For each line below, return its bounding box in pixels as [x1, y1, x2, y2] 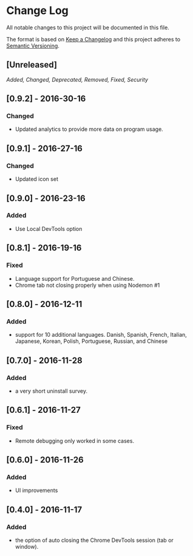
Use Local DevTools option [15, 225, 83, 232]
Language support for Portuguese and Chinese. [15, 275, 135, 282]
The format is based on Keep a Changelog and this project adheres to [6, 35, 181, 43]
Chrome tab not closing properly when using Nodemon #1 [15, 281, 160, 289]
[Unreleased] [6, 60, 58, 70]
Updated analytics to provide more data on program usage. [15, 125, 164, 133]
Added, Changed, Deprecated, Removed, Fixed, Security [6, 76, 149, 83]
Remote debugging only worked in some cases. [15, 437, 135, 445]
